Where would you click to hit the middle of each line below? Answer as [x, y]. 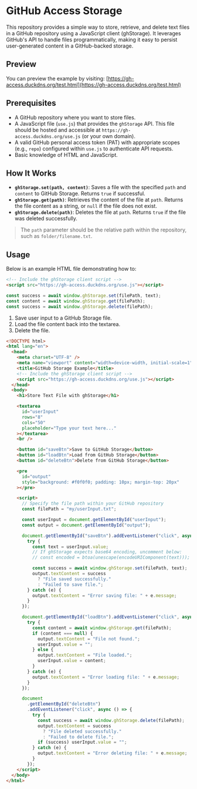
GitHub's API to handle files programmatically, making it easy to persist [92, 39]
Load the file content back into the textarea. [67, 324]
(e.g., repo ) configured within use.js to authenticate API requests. [94, 149]
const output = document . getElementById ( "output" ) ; [86, 525]
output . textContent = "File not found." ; [89, 639]
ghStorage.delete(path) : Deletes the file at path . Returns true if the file [100, 212]
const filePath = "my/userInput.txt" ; [69, 509]
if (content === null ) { [62, 633]
